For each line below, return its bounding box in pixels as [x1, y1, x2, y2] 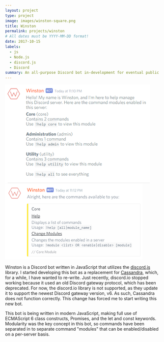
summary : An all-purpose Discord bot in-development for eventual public [5, 70, 160, 75]
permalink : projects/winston [5, 29, 65, 34]
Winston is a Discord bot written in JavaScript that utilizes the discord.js [5, 264, 151, 270]
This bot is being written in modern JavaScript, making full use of [5, 311, 137, 316]
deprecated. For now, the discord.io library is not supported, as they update [5, 285, 158, 291]
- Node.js [9, 55, 29, 60]
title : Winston [5, 24, 36, 29]
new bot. [5, 301, 23, 307]
